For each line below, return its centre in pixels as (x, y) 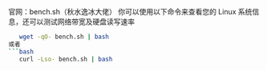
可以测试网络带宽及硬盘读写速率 (82, 22)
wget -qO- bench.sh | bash (64, 37)
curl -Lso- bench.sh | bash (66, 59)
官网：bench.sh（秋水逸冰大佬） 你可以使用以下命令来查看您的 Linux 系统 (130, 12)
